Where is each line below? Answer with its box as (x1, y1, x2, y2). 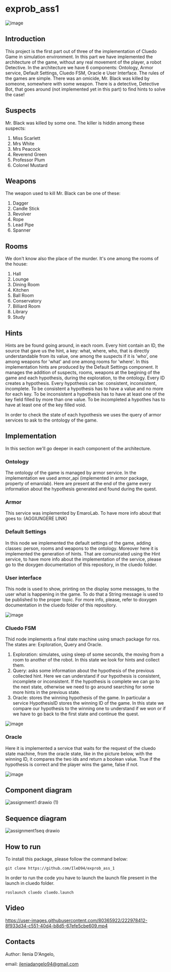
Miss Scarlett (12, 135, 41, 141)
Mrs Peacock (12, 146, 41, 152)
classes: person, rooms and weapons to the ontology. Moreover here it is (5, 545, 158, 551)
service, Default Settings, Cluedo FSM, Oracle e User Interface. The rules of (5, 70, 164, 76)
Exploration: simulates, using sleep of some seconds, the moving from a (12, 651, 164, 657)
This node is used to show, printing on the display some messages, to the (5, 586, 159, 592)
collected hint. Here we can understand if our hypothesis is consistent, (12, 673, 161, 679)
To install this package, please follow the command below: (5, 856, 128, 862)
